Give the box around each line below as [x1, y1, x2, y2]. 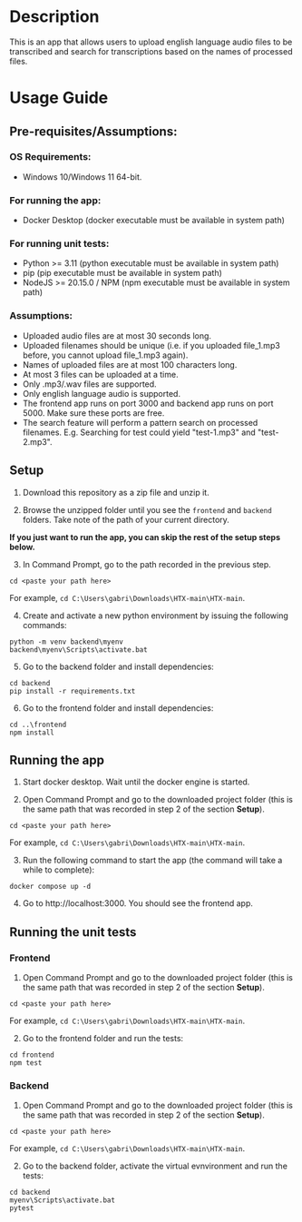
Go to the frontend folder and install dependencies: [22, 702, 214, 714]
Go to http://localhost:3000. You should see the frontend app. [22, 898, 254, 909]
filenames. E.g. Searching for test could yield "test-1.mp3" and [22, 427, 256, 438]
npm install [9, 728, 54, 737]
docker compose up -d [9, 882, 92, 892]
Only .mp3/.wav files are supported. [22, 379, 157, 389]
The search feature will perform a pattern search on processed [22, 417, 258, 428]
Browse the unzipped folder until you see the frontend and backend [22, 504, 272, 515]
